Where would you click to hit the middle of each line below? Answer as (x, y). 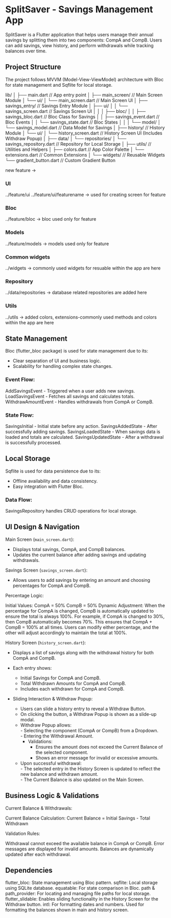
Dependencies (29, 871)
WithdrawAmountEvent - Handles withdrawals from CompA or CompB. (80, 402)
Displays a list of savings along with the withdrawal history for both (83, 652)
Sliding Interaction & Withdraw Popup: (53, 698)
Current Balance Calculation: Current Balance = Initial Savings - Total (78, 818)
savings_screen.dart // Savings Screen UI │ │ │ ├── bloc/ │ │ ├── (76, 111)
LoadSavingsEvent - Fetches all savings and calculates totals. (70, 396)
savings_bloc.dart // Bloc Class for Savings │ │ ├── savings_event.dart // (82, 116)
